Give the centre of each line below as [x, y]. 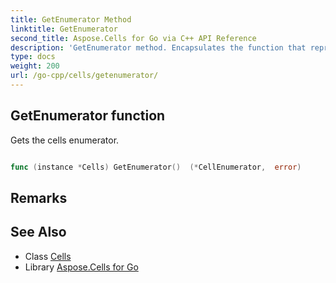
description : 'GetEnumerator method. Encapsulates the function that [158, 47]
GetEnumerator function [88, 116]
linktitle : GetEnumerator [64, 29]
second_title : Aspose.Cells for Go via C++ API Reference [133, 38]
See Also [38, 232]
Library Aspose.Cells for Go [81, 267]
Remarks [39, 197]
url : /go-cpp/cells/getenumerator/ [84, 76]
